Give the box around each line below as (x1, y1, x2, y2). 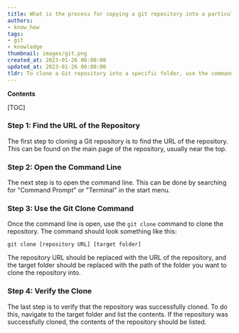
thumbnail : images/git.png (7, 50, 87, 58)
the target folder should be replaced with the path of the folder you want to (7, 261, 227, 270)
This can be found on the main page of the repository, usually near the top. (7, 144, 228, 153)
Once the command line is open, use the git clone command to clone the (7, 219, 224, 228)
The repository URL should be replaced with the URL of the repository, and (7, 253, 226, 262)
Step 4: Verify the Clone (7, 286, 92, 296)
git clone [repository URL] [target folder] (7, 241, 142, 249)
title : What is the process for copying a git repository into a (7, 10, 205, 18)
